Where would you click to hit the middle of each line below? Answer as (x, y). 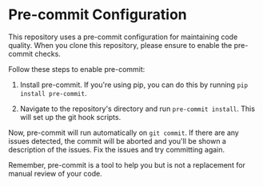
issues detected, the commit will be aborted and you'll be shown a (117, 140)
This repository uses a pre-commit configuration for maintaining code (123, 37)
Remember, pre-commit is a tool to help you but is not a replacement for (127, 164)
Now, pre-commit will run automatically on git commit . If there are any (124, 133)
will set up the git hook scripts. (70, 117)
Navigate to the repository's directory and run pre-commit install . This (137, 109)
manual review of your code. (55, 173)
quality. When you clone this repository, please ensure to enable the (120, 45)
